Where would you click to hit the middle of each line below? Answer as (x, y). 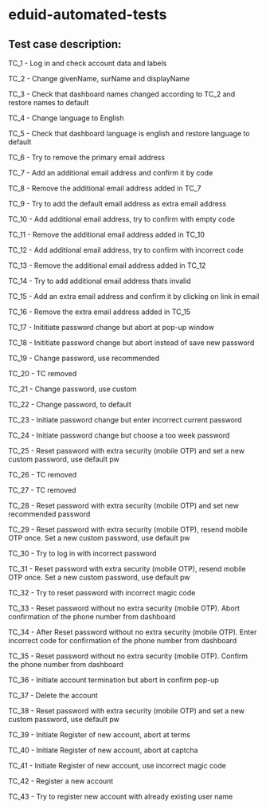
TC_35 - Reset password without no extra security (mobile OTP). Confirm (128, 656)
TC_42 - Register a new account (61, 781)
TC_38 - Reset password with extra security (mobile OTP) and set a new (127, 711)
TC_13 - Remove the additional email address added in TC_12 (107, 265)
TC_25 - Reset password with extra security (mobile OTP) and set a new (127, 451)
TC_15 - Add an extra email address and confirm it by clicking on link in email (134, 296)
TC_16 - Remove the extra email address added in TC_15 (100, 312)
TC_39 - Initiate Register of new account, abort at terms (100, 734)
